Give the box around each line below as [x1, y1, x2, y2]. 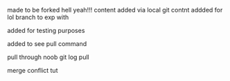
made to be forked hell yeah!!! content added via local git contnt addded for [7, 6, 223, 14]
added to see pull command [7, 40, 87, 47]
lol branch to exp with [7, 13, 69, 21]
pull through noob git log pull [7, 53, 89, 61]
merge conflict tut [7, 67, 58, 74]
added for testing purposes [7, 27, 85, 34]
